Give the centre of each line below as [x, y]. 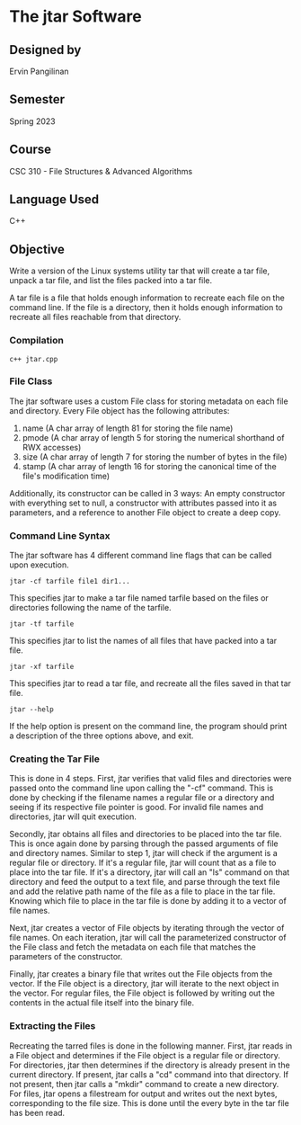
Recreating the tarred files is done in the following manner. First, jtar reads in [151, 1046]
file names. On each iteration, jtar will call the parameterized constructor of [148, 938]
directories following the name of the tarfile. [91, 608]
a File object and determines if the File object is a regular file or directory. [145, 1055]
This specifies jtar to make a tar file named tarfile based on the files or [139, 598]
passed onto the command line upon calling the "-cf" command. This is [142, 788]
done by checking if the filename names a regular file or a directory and [142, 798]
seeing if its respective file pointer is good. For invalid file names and [137, 808]
